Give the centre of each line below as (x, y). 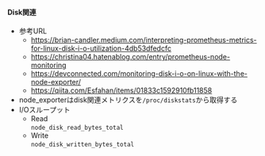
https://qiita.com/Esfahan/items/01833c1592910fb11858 (121, 90)
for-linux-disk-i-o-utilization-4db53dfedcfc (101, 48)
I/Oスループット (44, 110)
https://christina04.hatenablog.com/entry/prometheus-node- (131, 57)
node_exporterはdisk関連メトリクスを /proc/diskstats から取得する (128, 100)
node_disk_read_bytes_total (77, 128)
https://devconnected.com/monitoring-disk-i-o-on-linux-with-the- (139, 74)
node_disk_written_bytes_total (83, 145)
